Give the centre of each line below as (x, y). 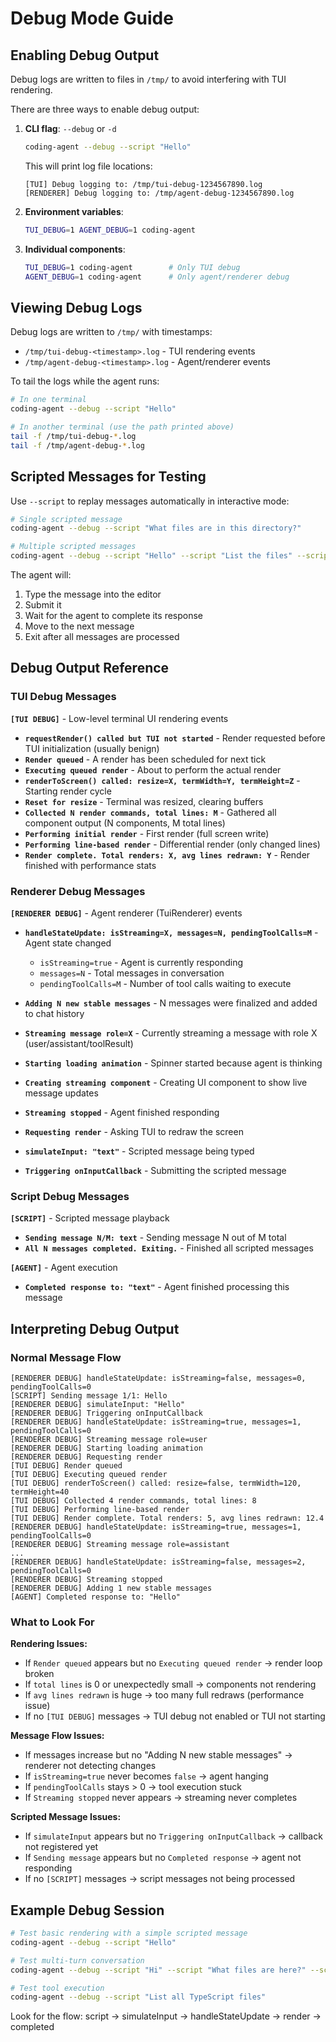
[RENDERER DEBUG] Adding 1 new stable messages (111, 1588)
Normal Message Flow (66, 1357)
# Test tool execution (57, 1988)
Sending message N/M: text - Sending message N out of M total (155, 1238)
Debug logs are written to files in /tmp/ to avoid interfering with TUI (148, 79)
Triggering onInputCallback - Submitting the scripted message (155, 1170)
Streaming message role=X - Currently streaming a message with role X (171, 1033)
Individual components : (75, 249)
